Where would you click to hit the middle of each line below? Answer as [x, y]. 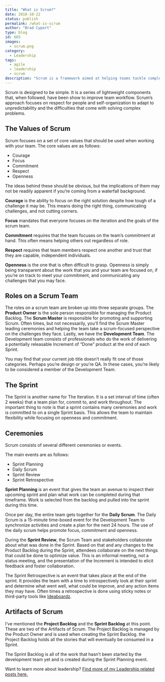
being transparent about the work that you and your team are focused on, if [82, 270]
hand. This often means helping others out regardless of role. [67, 240]
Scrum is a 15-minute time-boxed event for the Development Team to [75, 520]
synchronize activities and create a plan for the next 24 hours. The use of [79, 525]
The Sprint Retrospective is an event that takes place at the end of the [76, 575]
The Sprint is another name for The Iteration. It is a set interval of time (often [82, 397]
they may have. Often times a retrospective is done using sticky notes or [78, 591]
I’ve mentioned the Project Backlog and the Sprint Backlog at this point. [78, 623]
